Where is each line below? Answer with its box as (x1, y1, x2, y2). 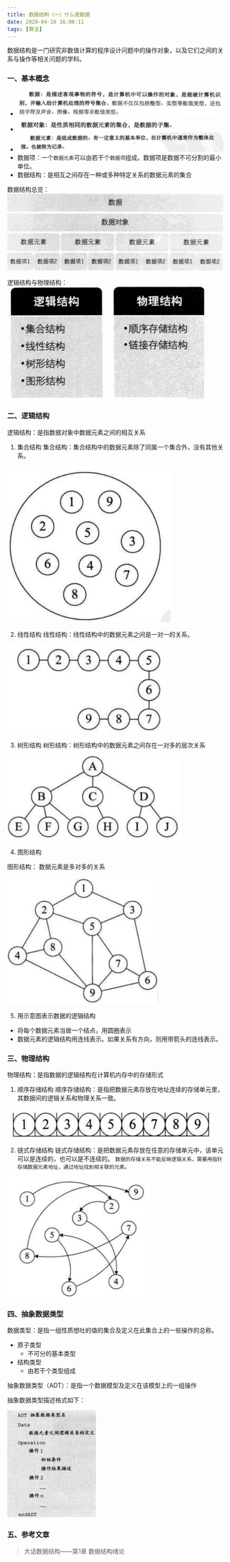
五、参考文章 (7, 1530, 50, 1540)
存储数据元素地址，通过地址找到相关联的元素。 (16, 1164, 130, 1171)
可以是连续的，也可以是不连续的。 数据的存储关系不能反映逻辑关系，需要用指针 (16, 1155, 223, 1163)
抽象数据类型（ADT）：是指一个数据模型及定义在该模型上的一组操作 (7, 1381, 197, 1390)
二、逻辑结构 (7, 411, 50, 420)
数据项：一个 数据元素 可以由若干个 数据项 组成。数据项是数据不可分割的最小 (16, 153, 222, 161)
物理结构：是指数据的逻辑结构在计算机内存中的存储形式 (7, 1071, 163, 1079)
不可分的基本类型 (27, 1350, 76, 1358)
